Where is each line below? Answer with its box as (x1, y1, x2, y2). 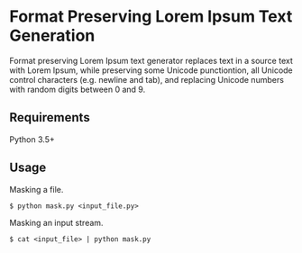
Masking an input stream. (9, 217, 104, 228)
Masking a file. (9, 184, 64, 194)
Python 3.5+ (9, 133, 56, 145)
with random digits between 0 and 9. (9, 84, 146, 95)
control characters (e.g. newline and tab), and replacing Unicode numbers (9, 74, 284, 85)
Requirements (9, 110, 90, 125)
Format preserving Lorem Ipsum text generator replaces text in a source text (9, 55, 293, 66)
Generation (9, 25, 96, 46)
